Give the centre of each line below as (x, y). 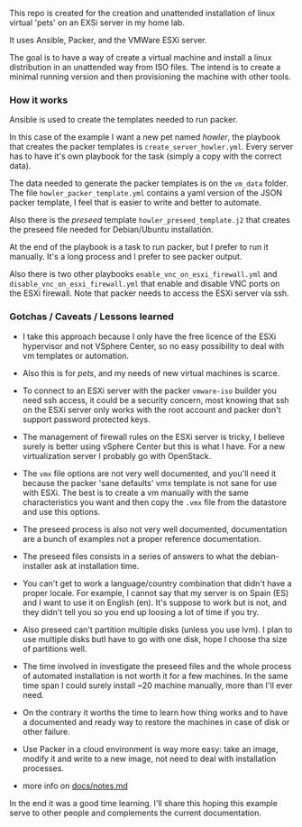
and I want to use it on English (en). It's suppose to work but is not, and (154, 602)
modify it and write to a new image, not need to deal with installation (149, 758)
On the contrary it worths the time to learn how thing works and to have (155, 712)
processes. (43, 768)
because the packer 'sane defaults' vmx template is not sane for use (150, 482)
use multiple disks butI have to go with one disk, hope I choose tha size (155, 639)
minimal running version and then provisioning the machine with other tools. (150, 77)
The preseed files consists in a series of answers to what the (135, 556)
